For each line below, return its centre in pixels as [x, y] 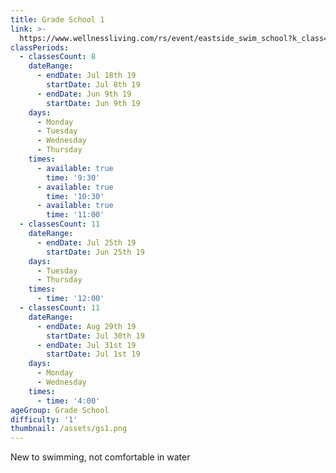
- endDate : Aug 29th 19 [86, 326]
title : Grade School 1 [57, 19]
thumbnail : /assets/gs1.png [69, 429]
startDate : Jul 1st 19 [93, 354]
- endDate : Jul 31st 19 [86, 345]
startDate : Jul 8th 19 [93, 85]
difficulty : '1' [44, 419]
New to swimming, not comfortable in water [100, 457]
